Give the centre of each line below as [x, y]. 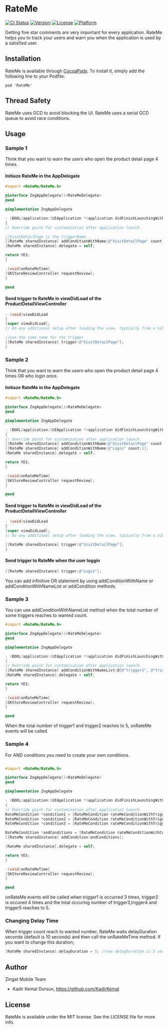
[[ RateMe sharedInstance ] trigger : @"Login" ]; [53, 571]
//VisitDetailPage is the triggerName [45, 237]
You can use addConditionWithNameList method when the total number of [82, 610]
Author [16, 967]
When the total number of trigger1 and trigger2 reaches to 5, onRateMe [78, 726]
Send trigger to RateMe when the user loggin [53, 561]
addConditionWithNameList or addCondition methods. [61, 586]
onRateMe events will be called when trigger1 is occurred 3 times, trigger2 [82, 897]
